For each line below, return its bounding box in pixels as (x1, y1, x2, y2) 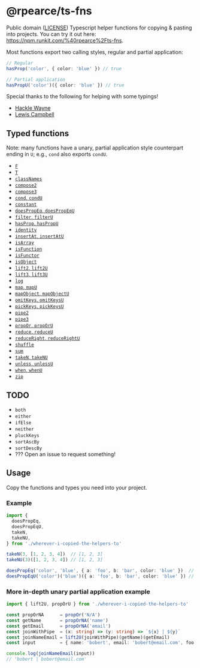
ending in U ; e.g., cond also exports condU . (6, 151, 108, 158)
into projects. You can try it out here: (6, 30, 96, 37)
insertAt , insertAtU (14, 232, 64, 239)
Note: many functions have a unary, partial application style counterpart (6, 144, 184, 151)
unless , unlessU (14, 360, 53, 367)
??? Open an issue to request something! (14, 451, 116, 458)
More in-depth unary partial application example (6, 587, 151, 595)
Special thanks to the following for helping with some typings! (6, 93, 159, 100)
